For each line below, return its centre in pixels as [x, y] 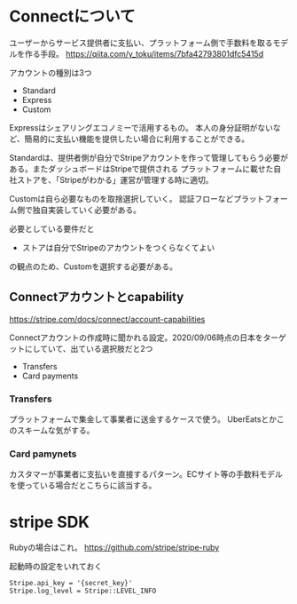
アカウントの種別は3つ [51, 72]
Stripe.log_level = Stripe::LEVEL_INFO [83, 591]
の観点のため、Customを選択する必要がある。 [93, 266]
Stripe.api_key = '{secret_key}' [71, 584]
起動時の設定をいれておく [56, 567]
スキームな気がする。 [55, 431]
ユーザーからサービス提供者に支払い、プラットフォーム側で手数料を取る [141, 43]
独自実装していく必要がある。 [87, 210]
